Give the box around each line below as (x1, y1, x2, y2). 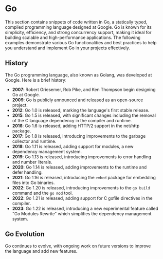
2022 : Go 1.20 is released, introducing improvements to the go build (12, 185, 150, 190)
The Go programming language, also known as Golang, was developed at (5, 72, 152, 78)
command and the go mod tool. (12, 190, 73, 196)
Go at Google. (12, 92, 40, 97)
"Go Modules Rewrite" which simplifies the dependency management (12, 210, 152, 217)
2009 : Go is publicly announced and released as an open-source (12, 97, 144, 103)
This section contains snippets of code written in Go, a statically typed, (5, 19, 147, 25)
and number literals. (12, 159, 53, 165)
